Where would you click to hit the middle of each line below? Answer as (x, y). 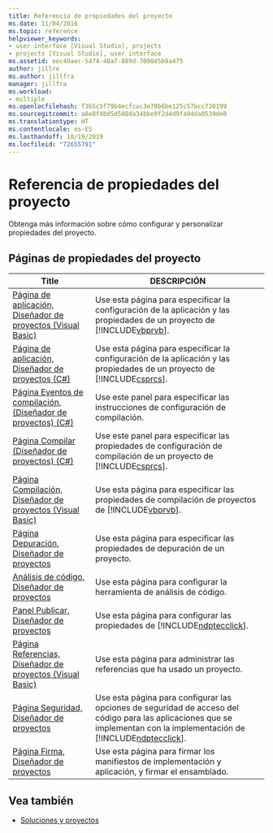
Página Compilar (44, 441)
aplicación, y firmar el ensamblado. (162, 772)
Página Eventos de (48, 392)
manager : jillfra (38, 84)
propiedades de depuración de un (160, 549)
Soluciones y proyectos (59, 820)
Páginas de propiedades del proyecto (105, 258)
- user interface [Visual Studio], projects (85, 46)
